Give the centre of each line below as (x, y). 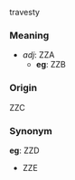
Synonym (31, 130)
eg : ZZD (24, 150)
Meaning (29, 35)
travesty (25, 12)
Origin (23, 88)
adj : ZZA (38, 55)
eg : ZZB (51, 65)
